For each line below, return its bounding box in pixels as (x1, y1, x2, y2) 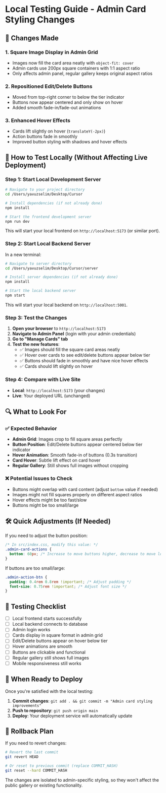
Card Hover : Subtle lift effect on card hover (12, 458, 101, 463)
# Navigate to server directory (5, 261, 72, 266)
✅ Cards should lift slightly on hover (19, 363, 93, 369)
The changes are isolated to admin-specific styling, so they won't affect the (5, 777, 159, 783)
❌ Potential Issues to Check (5, 475, 73, 482)
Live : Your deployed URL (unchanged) (12, 393, 90, 398)
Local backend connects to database (12, 621, 88, 627)
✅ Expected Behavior (5, 425, 57, 432)
